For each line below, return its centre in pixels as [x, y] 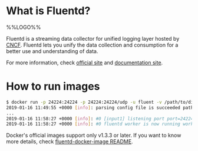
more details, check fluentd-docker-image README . [70, 142]
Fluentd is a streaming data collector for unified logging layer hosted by [93, 38]
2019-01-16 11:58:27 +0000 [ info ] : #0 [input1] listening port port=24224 [100, 119]
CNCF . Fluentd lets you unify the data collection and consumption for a [92, 45]
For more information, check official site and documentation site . [85, 63]
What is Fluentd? [48, 11]
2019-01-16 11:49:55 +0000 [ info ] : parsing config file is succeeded [93, 107]
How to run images [53, 86]
